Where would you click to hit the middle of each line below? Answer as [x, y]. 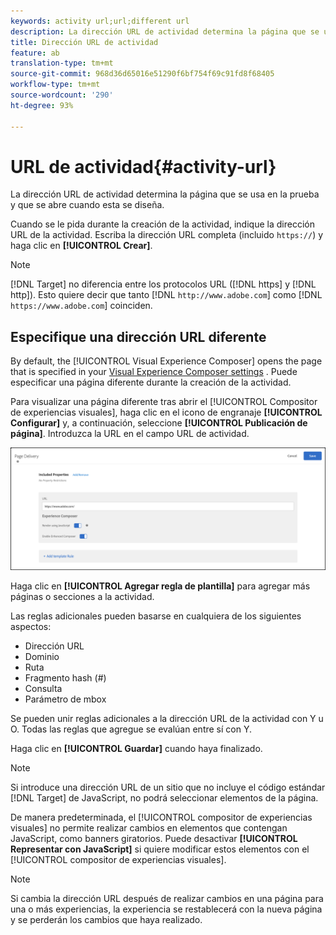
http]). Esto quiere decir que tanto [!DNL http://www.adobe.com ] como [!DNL [166, 295]
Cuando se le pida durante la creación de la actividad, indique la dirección [162, 224]
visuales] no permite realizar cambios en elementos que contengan [149, 828]
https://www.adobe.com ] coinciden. [81, 306]
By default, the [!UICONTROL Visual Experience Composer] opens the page [166, 361]
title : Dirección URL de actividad [84, 42]
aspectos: [31, 627]
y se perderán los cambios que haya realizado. [106, 920]
